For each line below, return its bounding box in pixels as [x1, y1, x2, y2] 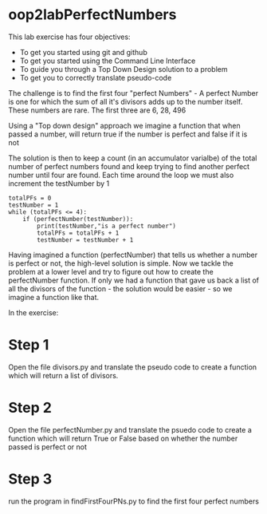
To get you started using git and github [19, 47, 147, 57]
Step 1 [8, 336, 49, 354]
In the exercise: [8, 307, 59, 317]
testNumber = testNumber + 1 [37, 235, 134, 244]
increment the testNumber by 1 [8, 178, 110, 188]
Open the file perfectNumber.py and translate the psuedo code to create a [8, 425, 253, 434]
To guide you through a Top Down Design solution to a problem [19, 64, 228, 73]
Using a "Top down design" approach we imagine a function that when [8, 121, 241, 130]
